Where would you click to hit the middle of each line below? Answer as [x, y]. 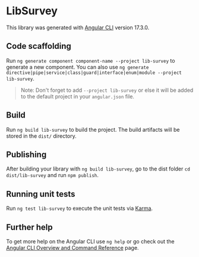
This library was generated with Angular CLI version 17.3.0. [78, 27]
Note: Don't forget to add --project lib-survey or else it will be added [107, 90]
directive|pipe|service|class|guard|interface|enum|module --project [94, 73]
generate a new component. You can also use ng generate [78, 67]
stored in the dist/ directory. [42, 136]
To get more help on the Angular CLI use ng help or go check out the [90, 241]
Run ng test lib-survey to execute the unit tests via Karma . [80, 208]
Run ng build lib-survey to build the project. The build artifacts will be [93, 129]
